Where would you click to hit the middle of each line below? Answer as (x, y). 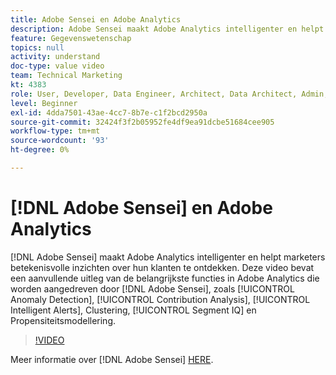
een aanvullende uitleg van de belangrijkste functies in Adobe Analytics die (165, 278)
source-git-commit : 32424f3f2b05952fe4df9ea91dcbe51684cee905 (142, 122)
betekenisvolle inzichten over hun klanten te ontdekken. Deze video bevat (162, 267)
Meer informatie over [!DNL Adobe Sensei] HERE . (112, 359)
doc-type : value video (57, 66)
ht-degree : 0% (40, 150)
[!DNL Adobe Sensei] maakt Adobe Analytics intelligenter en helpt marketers (168, 257)
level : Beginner (44, 103)
